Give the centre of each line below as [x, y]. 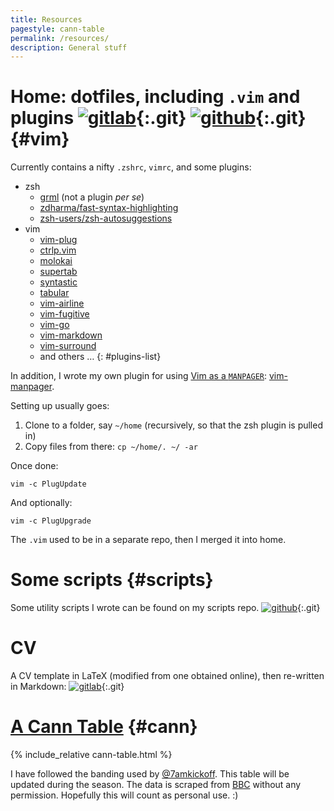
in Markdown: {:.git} [67, 687]
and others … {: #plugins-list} [100, 357]
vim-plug [58, 240]
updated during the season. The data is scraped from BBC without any [156, 784]
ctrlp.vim [58, 250]
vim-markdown [71, 335]
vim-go [54, 325]
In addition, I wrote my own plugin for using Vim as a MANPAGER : [139, 376]
